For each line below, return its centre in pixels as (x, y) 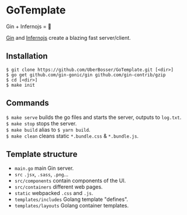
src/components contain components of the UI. (70, 181)
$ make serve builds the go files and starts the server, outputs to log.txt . (94, 117)
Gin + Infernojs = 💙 (29, 26)
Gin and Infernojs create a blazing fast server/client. (69, 37)
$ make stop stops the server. (41, 123)
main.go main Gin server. (44, 168)
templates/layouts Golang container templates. (72, 206)
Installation (27, 56)
